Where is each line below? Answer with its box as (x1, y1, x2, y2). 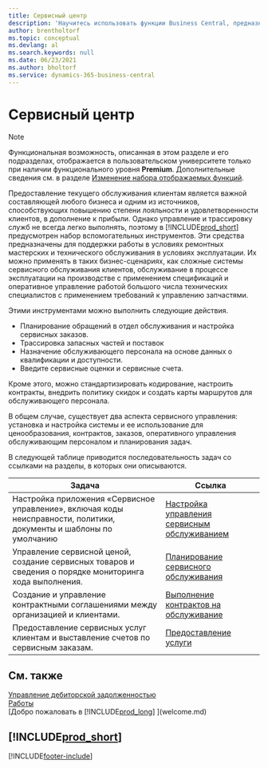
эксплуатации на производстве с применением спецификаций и (8, 273, 229, 283)
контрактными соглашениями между (12, 599, 158, 610)
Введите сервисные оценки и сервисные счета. (19, 363, 183, 373)
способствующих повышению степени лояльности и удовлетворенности (8, 205, 258, 215)
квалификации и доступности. (19, 354, 124, 364)
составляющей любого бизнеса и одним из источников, (8, 196, 200, 206)
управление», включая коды (12, 503, 124, 514)
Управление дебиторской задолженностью (8, 690, 157, 699)
